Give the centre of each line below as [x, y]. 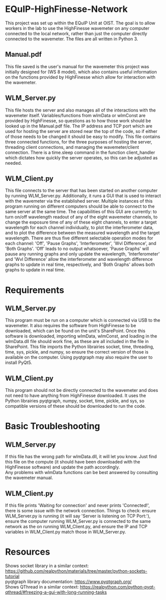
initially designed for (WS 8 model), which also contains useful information [81, 72]
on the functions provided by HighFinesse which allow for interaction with [80, 77]
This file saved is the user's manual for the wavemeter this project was [77, 66]
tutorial [12, 576]
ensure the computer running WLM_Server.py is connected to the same [78, 521]
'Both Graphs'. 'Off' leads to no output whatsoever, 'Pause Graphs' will [77, 249]
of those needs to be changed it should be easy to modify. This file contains [83, 136]
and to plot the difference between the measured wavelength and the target [83, 233]
